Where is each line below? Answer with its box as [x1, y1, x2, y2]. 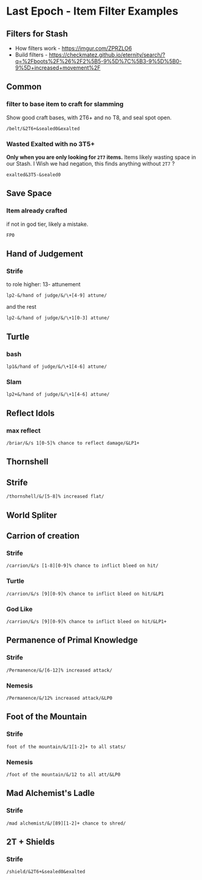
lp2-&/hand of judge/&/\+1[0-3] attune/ [6, 315, 110, 321]
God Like [6, 605, 33, 613]
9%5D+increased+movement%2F [15, 64, 101, 71]
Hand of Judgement [6, 248, 84, 259]
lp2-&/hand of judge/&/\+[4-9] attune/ [6, 292, 107, 299]
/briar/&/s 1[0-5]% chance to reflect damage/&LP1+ [6, 440, 140, 446]
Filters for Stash [6, 29, 69, 39]
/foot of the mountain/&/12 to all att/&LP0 [6, 772, 121, 778]
